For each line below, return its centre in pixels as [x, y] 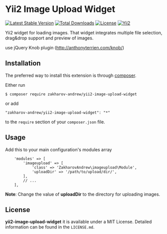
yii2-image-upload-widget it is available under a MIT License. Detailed [79, 222]
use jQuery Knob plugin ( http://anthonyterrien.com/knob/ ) [65, 47]
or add [12, 103]
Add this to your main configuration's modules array [59, 149]
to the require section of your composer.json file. [55, 122]
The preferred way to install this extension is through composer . [71, 75]
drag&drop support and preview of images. [49, 38]
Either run [15, 85]
